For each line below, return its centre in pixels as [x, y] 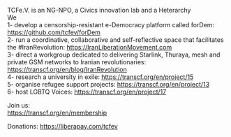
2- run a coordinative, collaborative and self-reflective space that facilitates [116, 40]
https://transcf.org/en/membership [57, 113]
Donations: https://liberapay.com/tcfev [63, 126]
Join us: [18, 105]
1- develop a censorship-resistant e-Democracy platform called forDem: [111, 25]
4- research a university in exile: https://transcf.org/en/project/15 [100, 77]
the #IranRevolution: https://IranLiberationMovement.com [90, 47]
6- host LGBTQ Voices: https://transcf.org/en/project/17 [87, 92]
